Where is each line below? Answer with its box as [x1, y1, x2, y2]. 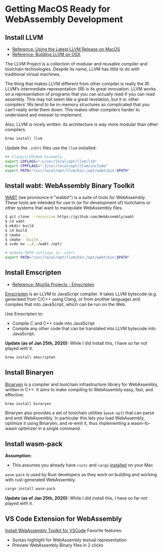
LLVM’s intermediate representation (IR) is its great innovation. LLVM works [5, 86, 156, 91]
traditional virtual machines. [5, 71, 61, 77]
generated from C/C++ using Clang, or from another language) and [5, 296, 141, 302]
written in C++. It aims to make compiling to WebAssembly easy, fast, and [5, 386, 153, 392]
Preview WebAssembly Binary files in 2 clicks [12, 542, 103, 548]
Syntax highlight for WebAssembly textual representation [12, 537, 127, 543]
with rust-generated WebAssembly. [5, 477, 77, 483]
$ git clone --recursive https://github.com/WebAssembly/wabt [5, 214, 134, 220]
